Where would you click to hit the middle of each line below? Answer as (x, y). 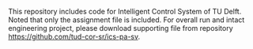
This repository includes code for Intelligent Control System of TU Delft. (125, 11)
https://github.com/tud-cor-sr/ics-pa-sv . (74, 36)
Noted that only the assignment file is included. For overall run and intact (126, 20)
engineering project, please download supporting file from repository (121, 28)
